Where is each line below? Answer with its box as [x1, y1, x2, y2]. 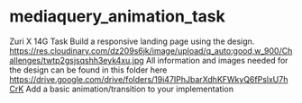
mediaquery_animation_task [9, 6, 225, 27]
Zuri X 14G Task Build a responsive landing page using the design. [9, 36, 255, 47]
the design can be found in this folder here [9, 64, 168, 75]
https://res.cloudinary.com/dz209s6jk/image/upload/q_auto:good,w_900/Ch [9, 45, 293, 56]
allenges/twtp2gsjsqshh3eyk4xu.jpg [9, 55, 144, 65]
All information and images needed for [145, 55, 288, 65]
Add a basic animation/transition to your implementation [25, 83, 234, 94]
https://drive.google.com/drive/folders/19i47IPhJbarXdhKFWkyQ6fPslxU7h [9, 73, 288, 84]
